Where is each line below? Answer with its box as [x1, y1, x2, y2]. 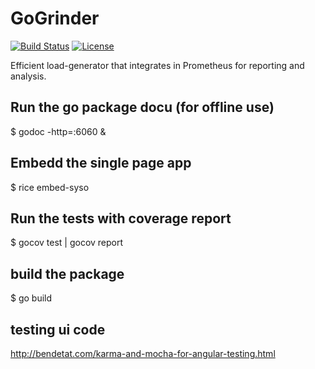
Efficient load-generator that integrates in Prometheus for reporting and [10, 59, 305, 71]
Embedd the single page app [10, 155, 192, 172]
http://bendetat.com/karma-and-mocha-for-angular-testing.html [10, 348, 276, 359]
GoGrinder [10, 7, 100, 30]
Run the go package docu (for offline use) [10, 99, 275, 116]
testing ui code [10, 321, 106, 338]
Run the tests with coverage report [10, 210, 232, 227]
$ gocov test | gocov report [10, 237, 124, 249]
